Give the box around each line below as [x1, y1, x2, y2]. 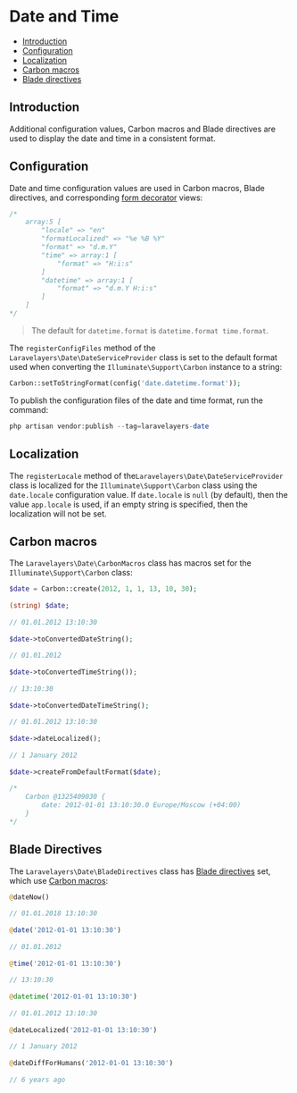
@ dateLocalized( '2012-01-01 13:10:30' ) [9, 1025, 158, 1034]
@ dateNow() [9, 892, 50, 902]
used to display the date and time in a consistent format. [9, 132, 216, 144]
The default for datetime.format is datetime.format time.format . [30, 324, 269, 336]
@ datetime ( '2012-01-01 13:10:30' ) [9, 992, 138, 1001]
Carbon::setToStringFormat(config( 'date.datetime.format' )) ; [9, 378, 242, 388]
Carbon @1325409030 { [25, 793, 105, 802]
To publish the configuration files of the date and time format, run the [9, 395, 263, 406]
